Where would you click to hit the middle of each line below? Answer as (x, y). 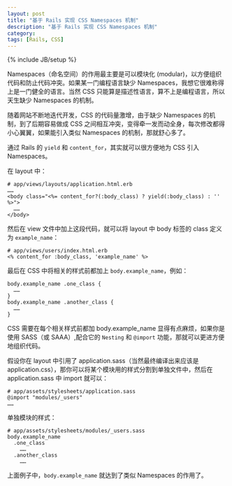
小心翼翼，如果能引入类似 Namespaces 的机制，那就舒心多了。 (99, 133)
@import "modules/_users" (45, 398)
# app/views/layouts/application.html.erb (70, 185)
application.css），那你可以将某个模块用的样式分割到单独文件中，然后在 (110, 370)
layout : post (26, 14)
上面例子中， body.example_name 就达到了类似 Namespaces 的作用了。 (107, 476)
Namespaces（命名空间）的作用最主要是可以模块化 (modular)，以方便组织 (115, 74)
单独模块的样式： (32, 417)
